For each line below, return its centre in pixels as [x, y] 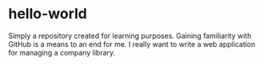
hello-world [48, 14]
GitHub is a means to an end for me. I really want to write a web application [132, 44]
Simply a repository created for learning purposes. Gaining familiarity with [130, 36]
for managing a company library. [62, 52]
